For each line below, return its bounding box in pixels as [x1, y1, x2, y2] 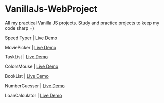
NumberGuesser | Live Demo [5, 83, 65, 89]
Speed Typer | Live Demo [5, 35, 57, 41]
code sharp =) [5, 25, 34, 31]
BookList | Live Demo [5, 73, 49, 79]
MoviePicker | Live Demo [5, 44, 56, 50]
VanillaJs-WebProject [5, 3, 98, 15]
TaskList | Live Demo [5, 53, 48, 60]
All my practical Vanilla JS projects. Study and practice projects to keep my [5, 20, 160, 26]
